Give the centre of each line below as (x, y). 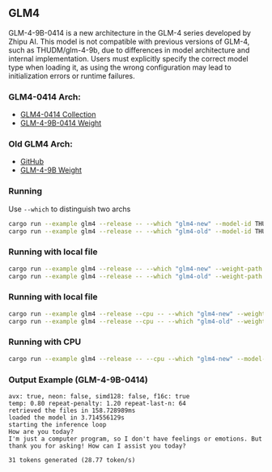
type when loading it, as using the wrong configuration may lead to (120, 67)
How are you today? (41, 432)
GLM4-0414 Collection (58, 115)
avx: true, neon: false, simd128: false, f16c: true (99, 397)
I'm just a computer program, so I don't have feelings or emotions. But (136, 439)
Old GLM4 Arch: (40, 144)
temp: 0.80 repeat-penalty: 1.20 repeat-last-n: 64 (97, 404)
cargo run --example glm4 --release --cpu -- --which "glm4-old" (121, 321)
